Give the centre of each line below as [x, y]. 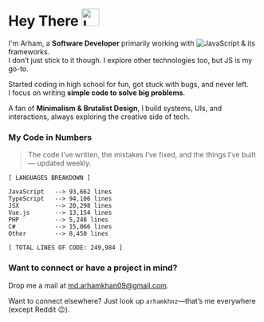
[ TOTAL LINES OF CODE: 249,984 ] [66, 248]
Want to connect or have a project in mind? [93, 268]
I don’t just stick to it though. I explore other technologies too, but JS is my [130, 60]
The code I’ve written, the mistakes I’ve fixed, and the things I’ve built [142, 155]
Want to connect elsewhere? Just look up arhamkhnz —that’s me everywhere [132, 300]
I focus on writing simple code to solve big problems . [97, 93]
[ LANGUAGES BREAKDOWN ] [49, 178]
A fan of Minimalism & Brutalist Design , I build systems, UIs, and [115, 108]
